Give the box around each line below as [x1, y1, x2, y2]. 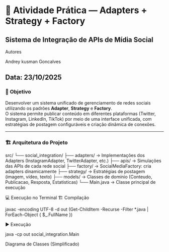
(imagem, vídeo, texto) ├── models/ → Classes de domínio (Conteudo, [5, 174, 152, 180]
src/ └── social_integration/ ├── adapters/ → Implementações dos [5, 152, 145, 158]
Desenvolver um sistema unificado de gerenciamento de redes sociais [5, 99, 151, 106]
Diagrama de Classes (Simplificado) [5, 241, 79, 247]
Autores [5, 49, 22, 55]
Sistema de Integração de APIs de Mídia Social [5, 35, 153, 44]
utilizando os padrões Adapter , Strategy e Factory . [5, 105, 112, 111]
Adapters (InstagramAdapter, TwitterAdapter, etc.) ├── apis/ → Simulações [5, 158, 162, 164]
